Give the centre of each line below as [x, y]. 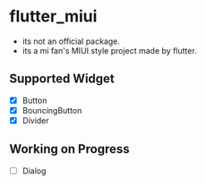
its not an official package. [71, 41]
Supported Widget [62, 79]
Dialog [34, 171]
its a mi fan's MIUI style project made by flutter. [109, 50]
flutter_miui [53, 17]
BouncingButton [52, 110]
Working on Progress [69, 149]
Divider [35, 120]
